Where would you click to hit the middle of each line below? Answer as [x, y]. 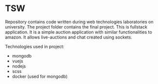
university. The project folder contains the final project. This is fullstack [76, 27]
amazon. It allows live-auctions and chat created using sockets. [69, 37]
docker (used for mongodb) [40, 76]
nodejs [19, 66]
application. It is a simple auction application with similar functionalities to [79, 32]
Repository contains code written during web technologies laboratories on [79, 22]
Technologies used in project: [35, 46]
